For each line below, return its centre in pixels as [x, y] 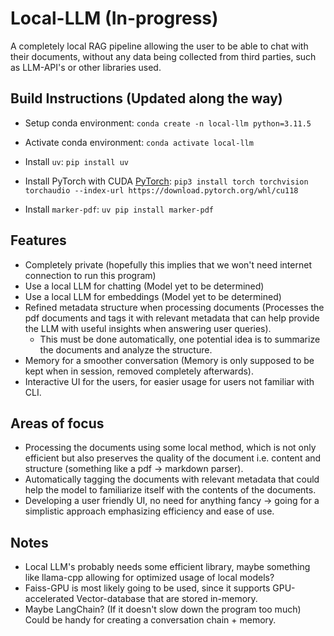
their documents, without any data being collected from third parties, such [163, 56]
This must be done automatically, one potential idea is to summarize [180, 339]
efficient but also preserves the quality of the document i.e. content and [173, 458]
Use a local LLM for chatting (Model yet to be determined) [144, 286]
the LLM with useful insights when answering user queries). [148, 328]
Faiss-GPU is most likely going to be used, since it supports [147, 588]
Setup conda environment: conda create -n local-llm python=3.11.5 [168, 123]
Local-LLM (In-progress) [114, 18]
